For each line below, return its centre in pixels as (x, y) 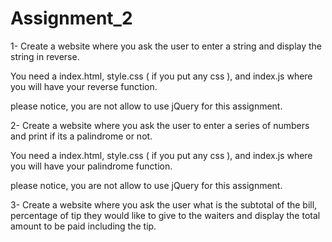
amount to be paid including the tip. (83, 226)
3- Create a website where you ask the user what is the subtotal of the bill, (164, 204)
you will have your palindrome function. (91, 166)
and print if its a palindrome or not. (81, 136)
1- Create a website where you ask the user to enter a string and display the (166, 46)
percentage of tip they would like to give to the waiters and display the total (165, 215)
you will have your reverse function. (84, 86)
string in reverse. (45, 56)
